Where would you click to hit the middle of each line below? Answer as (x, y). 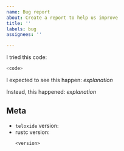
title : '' (19, 23)
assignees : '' (24, 35)
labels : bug (21, 29)
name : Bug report (28, 12)
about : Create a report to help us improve (62, 18)
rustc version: (32, 132)
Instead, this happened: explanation (51, 92)
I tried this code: (27, 57)
